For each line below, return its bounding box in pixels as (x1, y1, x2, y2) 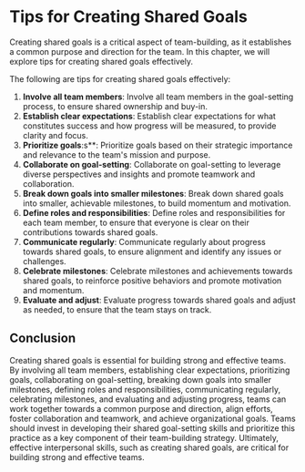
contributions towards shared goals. (22, 226, 158, 238)
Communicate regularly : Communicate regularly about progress (22, 236, 267, 247)
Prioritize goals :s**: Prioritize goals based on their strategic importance (22, 139, 293, 150)
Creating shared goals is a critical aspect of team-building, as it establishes (9, 36, 292, 47)
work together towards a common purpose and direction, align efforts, (9, 403, 273, 414)
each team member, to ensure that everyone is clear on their (22, 217, 250, 228)
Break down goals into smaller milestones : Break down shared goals (22, 188, 284, 199)
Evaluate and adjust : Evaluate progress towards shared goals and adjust (22, 294, 296, 305)
